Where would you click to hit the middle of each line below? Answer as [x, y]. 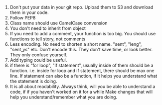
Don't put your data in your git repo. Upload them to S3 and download [81, 7]
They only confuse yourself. [39, 55]
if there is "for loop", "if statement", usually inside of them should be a [81, 65]
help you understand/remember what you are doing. [64, 97]
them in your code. [29, 12]
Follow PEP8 [23, 18]
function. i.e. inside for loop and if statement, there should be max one [82, 71]
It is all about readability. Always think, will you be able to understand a [82, 86]
